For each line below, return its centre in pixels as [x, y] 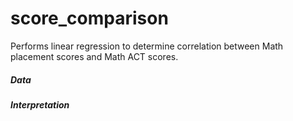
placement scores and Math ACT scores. [94, 56]
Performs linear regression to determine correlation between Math [147, 46]
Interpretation [40, 104]
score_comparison [89, 18]
